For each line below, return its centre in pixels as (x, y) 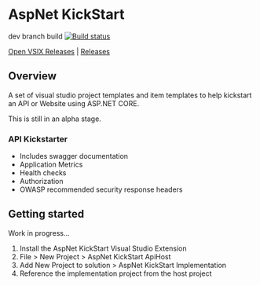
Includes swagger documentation (73, 156)
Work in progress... (39, 233)
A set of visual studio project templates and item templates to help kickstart (130, 95)
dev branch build (35, 36)
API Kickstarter (38, 139)
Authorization (42, 181)
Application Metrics (51, 165)
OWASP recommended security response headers (101, 189)
